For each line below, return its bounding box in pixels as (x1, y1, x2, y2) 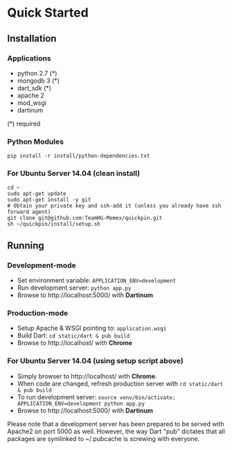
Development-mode (7, 260, 76, 270)
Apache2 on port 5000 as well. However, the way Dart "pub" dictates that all (7, 427, 225, 435)
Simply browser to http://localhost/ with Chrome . (17, 372, 157, 380)
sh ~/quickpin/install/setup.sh (7, 221, 100, 228)
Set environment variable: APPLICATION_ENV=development (17, 276, 177, 285)
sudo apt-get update (7, 190, 67, 197)
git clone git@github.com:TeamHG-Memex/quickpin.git (7, 215, 163, 222)
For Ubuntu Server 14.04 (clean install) (7, 169, 141, 178)
